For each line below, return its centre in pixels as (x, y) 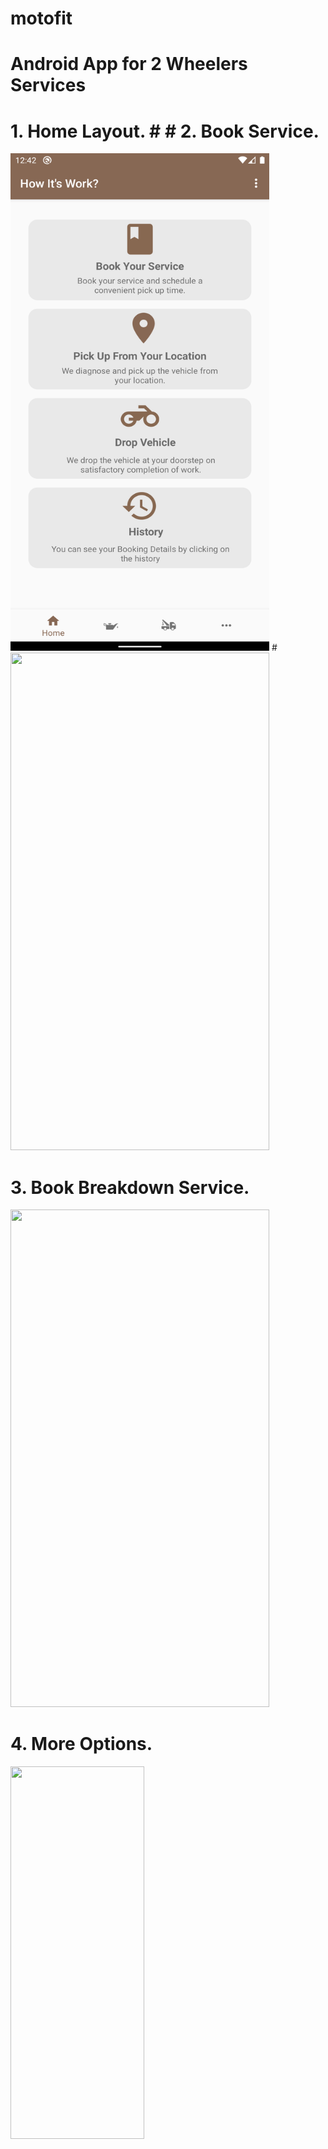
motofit (41, 18)
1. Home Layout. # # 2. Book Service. (165, 131)
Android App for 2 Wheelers (129, 64)
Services (48, 85)
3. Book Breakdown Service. (130, 1187)
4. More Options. (81, 1744)
